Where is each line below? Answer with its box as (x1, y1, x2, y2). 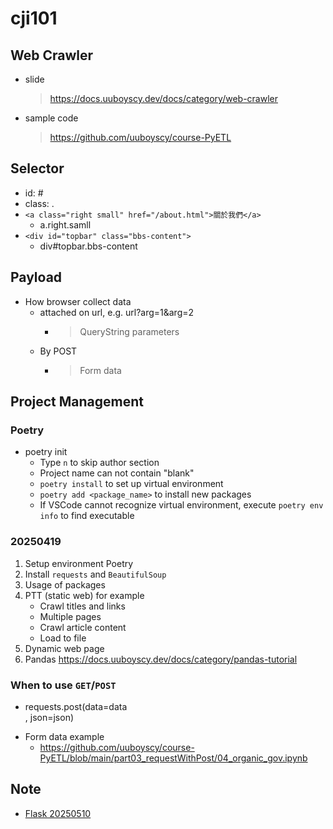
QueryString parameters (79, 325, 180, 337)
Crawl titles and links (39, 600, 126, 612)
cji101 (10, 7, 58, 30)
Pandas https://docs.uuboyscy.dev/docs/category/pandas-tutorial (24, 653, 298, 665)
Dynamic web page (24, 642, 105, 654)
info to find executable (39, 510, 135, 522)
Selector (10, 160, 65, 177)
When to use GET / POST (10, 678, 117, 692)
